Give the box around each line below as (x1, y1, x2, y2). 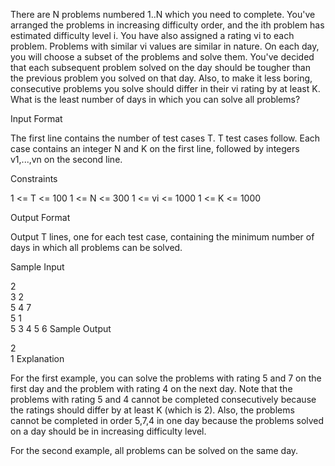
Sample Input (10, 261, 65, 273)
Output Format (10, 212, 71, 223)
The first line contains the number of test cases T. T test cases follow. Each (10, 132, 321, 144)
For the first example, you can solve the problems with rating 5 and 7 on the (10, 372, 322, 384)
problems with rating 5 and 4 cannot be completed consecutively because (10, 394, 317, 405)
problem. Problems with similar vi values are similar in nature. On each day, (10, 40, 320, 52)
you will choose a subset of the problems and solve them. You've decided (10, 51, 315, 63)
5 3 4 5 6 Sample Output (10, 323, 112, 334)
